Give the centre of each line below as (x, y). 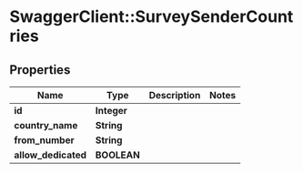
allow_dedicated (50, 155)
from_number (44, 140)
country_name (46, 125)
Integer (111, 111)
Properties (40, 70)
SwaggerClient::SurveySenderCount (151, 17)
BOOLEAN (118, 155)
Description (175, 95)
